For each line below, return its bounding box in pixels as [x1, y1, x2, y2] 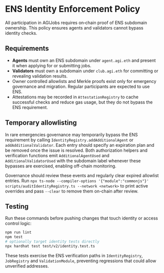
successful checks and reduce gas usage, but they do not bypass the [12, 99, 153, 105]
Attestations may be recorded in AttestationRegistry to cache [12, 94, 139, 100]
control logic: [5, 220, 32, 226]
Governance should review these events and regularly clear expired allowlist [5, 172, 159, 178]
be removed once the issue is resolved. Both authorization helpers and [5, 147, 148, 153]
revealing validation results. [12, 73, 68, 79]
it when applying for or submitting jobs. [12, 62, 92, 68]
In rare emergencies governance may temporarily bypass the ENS [5, 132, 138, 137]
